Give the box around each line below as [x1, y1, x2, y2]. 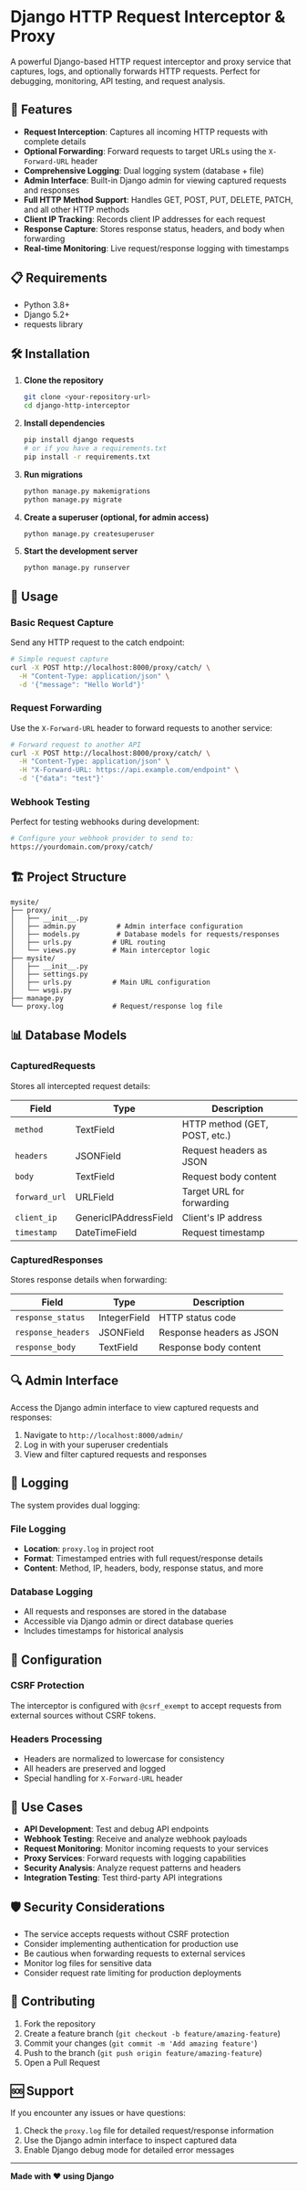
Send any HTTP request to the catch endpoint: [10, 637, 185, 648]
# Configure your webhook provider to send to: [10, 834, 195, 843]
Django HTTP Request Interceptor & [10, 6, 286, 27]
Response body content [159, 1340, 261, 1353]
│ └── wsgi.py [10, 985, 72, 995]
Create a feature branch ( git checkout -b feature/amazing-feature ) [23, 2027, 281, 2038]
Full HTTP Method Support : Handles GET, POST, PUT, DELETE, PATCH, [23, 194, 294, 205]
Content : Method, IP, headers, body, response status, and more [23, 1562, 263, 1573]
